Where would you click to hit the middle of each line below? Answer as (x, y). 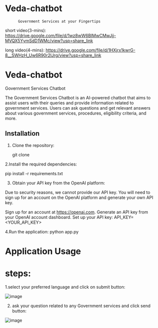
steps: (18, 273)
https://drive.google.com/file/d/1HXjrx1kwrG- (90, 50)
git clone (21, 155)
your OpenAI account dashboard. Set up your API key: (59, 217)
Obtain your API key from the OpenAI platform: (58, 183)
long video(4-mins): (25, 50)
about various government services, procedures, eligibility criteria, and (76, 113)
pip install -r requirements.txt (34, 173)
